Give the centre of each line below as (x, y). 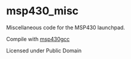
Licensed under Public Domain (44, 50)
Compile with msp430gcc (38, 39)
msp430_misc (42, 11)
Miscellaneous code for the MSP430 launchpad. (66, 27)
